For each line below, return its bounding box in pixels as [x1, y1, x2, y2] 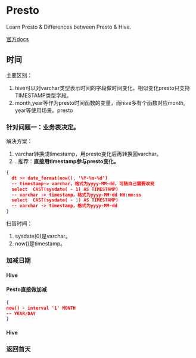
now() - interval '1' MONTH [6, 305, 76, 311]
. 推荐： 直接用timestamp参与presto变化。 [14, 158, 119, 165]
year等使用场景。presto [14, 107, 73, 114]
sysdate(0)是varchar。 [14, 233, 71, 240]
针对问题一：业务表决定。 [6, 123, 80, 131]
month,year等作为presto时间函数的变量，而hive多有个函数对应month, [14, 99, 185, 106]
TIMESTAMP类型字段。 [14, 92, 72, 99]
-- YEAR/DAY [6, 310, 36, 316]
